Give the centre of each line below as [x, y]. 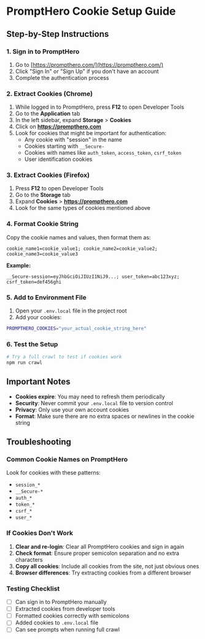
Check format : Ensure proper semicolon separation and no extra [97, 553]
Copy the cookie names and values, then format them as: [79, 237]
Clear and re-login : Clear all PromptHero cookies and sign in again [99, 546]
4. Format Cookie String [42, 224]
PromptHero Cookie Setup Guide [91, 11]
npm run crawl [25, 363]
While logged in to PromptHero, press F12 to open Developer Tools [100, 107]
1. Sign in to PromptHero [43, 52]
